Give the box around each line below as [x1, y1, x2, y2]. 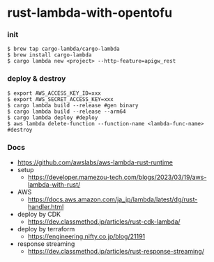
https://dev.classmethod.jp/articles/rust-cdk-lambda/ [27, 217, 181, 226]
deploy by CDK [17, 210, 61, 219]
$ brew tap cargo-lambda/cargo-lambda [7, 45, 120, 53]
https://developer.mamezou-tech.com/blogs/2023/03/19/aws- [27, 173, 207, 182]
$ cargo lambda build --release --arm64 [7, 108, 127, 115]
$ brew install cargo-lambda [7, 52, 92, 59]
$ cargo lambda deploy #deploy [7, 114, 98, 121]
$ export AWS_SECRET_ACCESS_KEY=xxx [7, 95, 114, 102]
